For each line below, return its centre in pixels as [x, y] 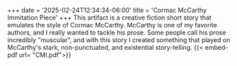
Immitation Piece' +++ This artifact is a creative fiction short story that [110, 18]
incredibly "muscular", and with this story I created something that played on [119, 40]
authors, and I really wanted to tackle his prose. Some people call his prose [117, 32]
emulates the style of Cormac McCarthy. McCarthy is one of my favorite [112, 25]
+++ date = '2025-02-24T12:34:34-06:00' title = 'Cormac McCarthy [107, 10]
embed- [216, 47]
